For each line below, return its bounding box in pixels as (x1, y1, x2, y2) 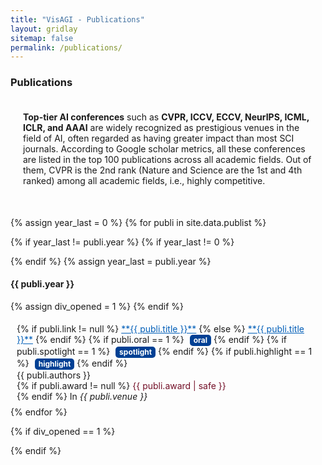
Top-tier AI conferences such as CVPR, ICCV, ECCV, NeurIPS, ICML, (23, 111, 310, 123)
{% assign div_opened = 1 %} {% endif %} (10, 300, 185, 312)
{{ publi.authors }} (16, 369, 92, 381)
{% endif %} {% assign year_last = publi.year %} (10, 255, 212, 267)
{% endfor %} (10, 406, 68, 418)
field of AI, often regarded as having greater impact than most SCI (23, 132, 295, 144)
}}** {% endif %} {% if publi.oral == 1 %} (16, 333, 185, 345)
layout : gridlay (10, 24, 78, 34)
